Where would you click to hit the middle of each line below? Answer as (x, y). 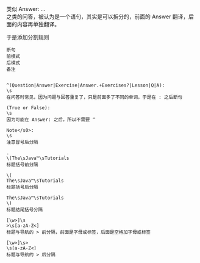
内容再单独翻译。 (38, 24)
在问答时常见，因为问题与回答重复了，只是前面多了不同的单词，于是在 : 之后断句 (95, 97)
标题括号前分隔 (22, 165)
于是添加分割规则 (28, 37)
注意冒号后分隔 (22, 142)
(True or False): (28, 108)
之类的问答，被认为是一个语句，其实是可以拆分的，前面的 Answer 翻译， (98, 16)
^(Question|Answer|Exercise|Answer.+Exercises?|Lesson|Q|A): (86, 85)
